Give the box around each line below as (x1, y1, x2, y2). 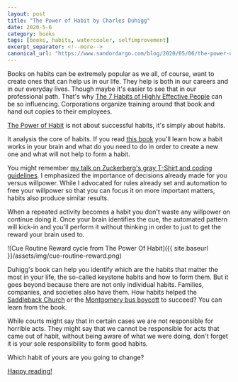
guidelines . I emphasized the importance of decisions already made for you (7, 171, 228, 180)
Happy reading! (7, 366, 52, 375)
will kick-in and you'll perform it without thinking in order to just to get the (7, 222, 222, 231)
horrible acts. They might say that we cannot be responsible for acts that (7, 324, 220, 332)
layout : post (7, 10, 46, 18)
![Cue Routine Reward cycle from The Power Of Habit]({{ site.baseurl (7, 244, 209, 252)
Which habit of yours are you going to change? (7, 353, 144, 361)
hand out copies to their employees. (7, 107, 113, 116)
